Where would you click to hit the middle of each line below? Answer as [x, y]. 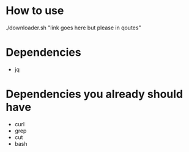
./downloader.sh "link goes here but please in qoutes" [73, 28]
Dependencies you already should [94, 94]
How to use [35, 11]
